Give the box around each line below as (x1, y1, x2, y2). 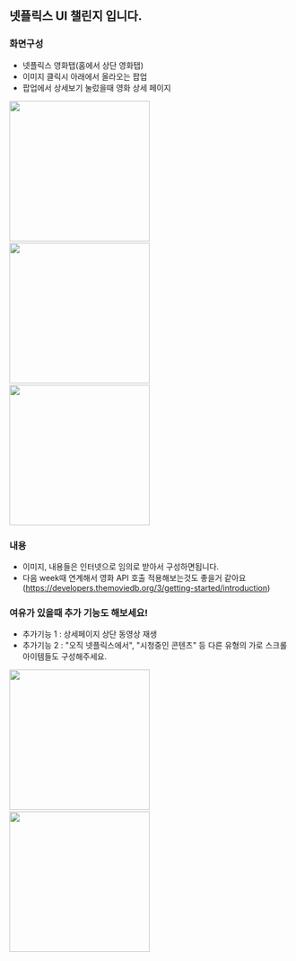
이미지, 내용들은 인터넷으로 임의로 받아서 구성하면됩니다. (22, 560, 220, 572)
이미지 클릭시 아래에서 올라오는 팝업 (22, 71, 148, 82)
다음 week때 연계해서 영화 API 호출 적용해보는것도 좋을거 (22, 572, 222, 583)
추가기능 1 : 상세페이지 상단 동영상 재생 (22, 629, 158, 639)
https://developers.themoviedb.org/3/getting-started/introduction (25, 582, 267, 593)
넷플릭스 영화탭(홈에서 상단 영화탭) (22, 59, 144, 70)
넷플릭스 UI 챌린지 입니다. (9, 8, 143, 24)
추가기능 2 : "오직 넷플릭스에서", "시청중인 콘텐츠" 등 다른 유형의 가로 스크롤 (22, 640, 288, 651)
